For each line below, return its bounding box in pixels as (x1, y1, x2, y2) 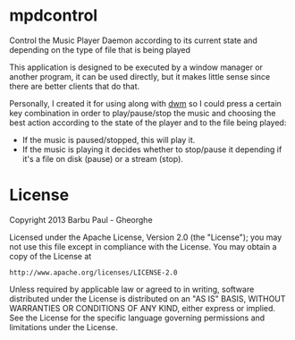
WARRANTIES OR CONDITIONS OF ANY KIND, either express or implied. (9, 302, 275, 313)
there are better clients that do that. (9, 81, 140, 91)
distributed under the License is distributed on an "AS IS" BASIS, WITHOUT (9, 293, 286, 304)
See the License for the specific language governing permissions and (9, 312, 265, 323)
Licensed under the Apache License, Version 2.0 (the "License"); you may (9, 232, 282, 242)
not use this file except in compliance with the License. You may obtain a (9, 241, 277, 251)
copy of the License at (9, 251, 92, 261)
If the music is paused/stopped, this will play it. (21, 134, 196, 145)
